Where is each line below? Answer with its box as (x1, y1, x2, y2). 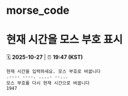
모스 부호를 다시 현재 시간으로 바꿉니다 (6, 80, 90, 86)
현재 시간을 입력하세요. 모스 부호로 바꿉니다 (6, 68, 101, 75)
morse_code (6, 4, 70, 17)
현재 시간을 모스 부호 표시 (6, 33, 123, 47)
